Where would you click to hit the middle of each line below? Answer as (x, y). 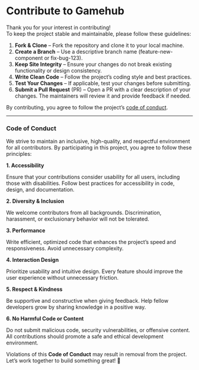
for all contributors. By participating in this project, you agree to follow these (99, 148)
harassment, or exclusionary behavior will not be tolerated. (78, 219)
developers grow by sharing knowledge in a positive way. (76, 307)
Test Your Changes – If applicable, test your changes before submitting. (103, 83)
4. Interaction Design (33, 260)
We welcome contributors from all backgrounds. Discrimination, (84, 213)
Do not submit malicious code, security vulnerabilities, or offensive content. (98, 330)
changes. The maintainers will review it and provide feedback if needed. (103, 96)
